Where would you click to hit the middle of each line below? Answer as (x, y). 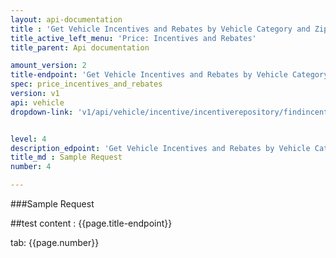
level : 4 (28, 139)
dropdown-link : (42, 112)
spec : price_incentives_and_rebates (86, 84)
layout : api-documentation (66, 19)
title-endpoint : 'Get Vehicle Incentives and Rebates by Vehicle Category (169, 75)
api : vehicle (37, 102)
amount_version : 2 (48, 66)
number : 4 (31, 167)
